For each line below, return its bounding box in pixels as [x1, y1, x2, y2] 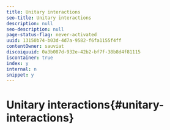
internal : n [6, 66, 37, 72]
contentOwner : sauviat [6, 44, 64, 50]
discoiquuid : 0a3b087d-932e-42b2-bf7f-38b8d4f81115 [6, 49, 141, 55]
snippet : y [6, 72, 34, 78]
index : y [6, 60, 29, 66]
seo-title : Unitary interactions [6, 15, 92, 21]
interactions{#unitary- [47, 98, 164, 112]
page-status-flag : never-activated [6, 32, 97, 38]
